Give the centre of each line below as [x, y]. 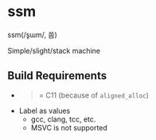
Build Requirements [57, 76]
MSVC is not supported [69, 127]
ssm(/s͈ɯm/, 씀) [32, 34]
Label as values [45, 110]
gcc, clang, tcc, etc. [63, 119]
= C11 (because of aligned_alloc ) [94, 95]
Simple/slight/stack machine [54, 50]
